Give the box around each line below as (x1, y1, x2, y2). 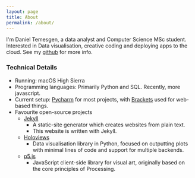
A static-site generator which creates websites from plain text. (32, 121, 185, 128)
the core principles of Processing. (32, 165, 116, 172)
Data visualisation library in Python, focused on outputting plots (32, 140, 188, 147)
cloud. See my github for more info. (6, 49, 93, 56)
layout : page (6, 8, 39, 15)
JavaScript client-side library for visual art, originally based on (32, 158, 185, 166)
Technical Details (6, 63, 58, 72)
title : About (6, 14, 39, 20)
